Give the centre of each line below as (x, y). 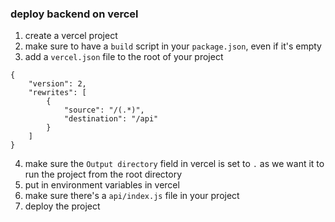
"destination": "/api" (111, 119)
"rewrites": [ (57, 93)
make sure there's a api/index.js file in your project (132, 196)
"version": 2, (57, 84)
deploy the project (62, 206)
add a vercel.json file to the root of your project (124, 57)
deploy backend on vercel (74, 14)
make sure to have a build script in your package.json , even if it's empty (173, 46)
